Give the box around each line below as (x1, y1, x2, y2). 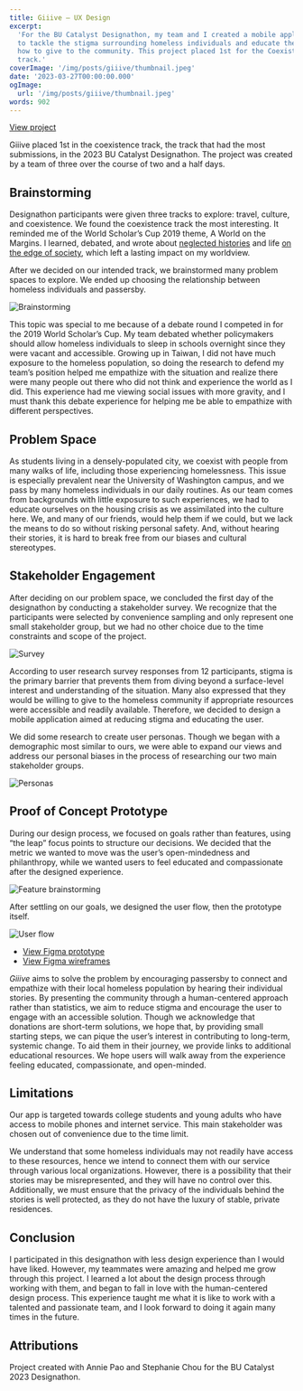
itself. (9, 910, 30, 922)
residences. (9, 1204, 53, 1215)
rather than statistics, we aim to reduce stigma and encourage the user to (9, 1001, 282, 1012)
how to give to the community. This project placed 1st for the (17, 47, 264, 56)
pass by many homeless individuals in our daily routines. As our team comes (9, 484, 293, 495)
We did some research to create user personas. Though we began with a (9, 731, 280, 742)
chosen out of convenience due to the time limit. (9, 1129, 189, 1140)
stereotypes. (9, 542, 57, 552)
